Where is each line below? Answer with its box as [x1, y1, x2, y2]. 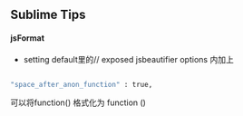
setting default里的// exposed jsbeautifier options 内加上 [23, 53, 234, 64]
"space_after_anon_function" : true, [10, 80, 153, 89]
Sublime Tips [10, 7, 86, 23]
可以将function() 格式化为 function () [10, 97, 146, 108]
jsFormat [10, 32, 44, 43]
